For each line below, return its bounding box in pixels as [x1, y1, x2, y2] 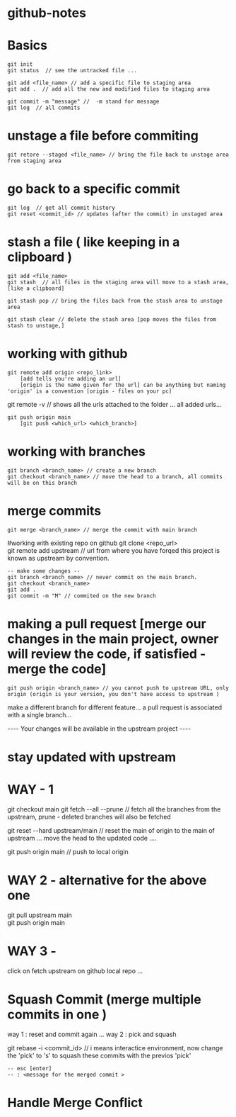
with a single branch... [7, 710, 72, 719]
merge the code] [7, 661, 107, 677]
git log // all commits [7, 104, 81, 111]
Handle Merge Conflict [7, 1094, 143, 1111]
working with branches [7, 444, 146, 460]
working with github [7, 346, 128, 362]
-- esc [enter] [7, 1065, 52, 1072]
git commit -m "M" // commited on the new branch [7, 592, 157, 600]
